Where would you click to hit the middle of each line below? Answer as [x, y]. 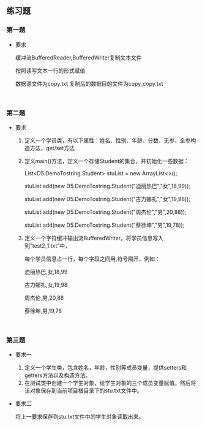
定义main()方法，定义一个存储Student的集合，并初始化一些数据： [107, 161]
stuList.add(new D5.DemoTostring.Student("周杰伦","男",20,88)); [105, 212]
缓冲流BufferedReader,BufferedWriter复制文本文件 [78, 58]
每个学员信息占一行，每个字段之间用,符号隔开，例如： [92, 259]
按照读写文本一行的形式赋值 [50, 70]
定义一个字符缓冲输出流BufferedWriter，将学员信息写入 [94, 238]
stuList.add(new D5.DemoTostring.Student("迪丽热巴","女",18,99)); [107, 186]
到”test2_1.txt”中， [47, 245]
